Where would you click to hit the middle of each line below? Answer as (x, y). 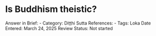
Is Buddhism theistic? (51, 9)
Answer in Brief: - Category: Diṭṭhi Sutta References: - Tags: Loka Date (78, 23)
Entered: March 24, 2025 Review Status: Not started (59, 28)
